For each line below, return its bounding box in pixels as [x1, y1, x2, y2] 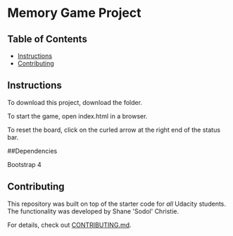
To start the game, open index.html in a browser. [7, 111, 148, 120]
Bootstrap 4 [7, 160, 42, 168]
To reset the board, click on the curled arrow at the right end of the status [7, 125, 220, 134]
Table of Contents [7, 33, 88, 45]
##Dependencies [7, 147, 58, 155]
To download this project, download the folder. [7, 98, 143, 106]
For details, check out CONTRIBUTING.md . [7, 221, 132, 229]
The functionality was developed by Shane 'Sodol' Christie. [7, 206, 180, 216]
